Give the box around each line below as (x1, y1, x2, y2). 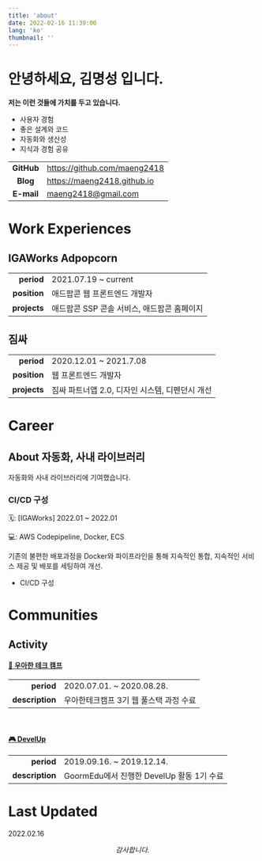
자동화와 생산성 (19, 135, 67, 144)
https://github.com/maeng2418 (47, 163, 164, 174)
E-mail (12, 188, 39, 199)
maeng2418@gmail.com (47, 188, 140, 199)
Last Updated (8, 802, 99, 821)
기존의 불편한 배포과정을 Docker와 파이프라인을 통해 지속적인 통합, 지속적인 (8, 552, 241, 561)
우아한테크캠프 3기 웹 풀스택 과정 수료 (63, 695, 196, 706)
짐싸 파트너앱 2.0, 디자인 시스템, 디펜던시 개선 (51, 385, 212, 396)
